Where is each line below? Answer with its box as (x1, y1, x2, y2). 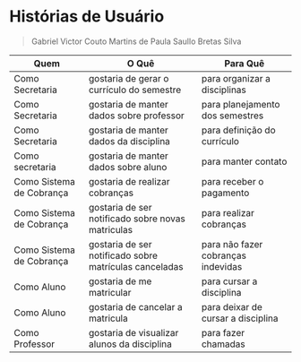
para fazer (201, 326, 245, 339)
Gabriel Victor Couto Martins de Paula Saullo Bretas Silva (30, 36, 242, 47)
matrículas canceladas (88, 260, 184, 272)
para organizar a (201, 72, 271, 84)
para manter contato (201, 155, 288, 168)
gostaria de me (88, 275, 152, 288)
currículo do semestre (88, 83, 182, 96)
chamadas (201, 338, 246, 350)
